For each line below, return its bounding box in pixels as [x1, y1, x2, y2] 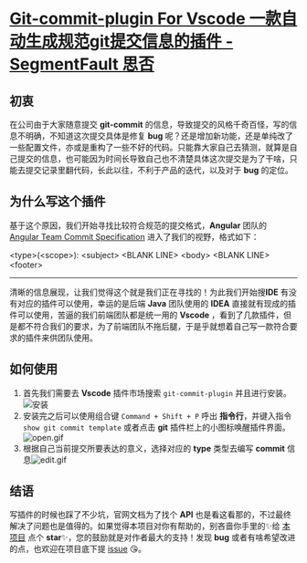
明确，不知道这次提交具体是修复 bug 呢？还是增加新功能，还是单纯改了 [25, 130, 294, 141]
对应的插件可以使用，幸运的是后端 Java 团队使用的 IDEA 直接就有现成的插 [16, 297, 297, 308]
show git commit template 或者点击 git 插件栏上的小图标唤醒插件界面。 [22, 422, 291, 433]
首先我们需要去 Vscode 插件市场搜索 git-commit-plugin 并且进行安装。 [22, 387, 291, 398]
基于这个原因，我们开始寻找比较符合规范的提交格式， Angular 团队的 [9, 220, 268, 231]
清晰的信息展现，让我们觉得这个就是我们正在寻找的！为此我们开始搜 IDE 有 [9, 287, 290, 297]
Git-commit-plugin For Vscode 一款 [9, 8, 281, 29]
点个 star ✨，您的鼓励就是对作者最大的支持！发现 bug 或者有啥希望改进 [26, 532, 296, 543]
